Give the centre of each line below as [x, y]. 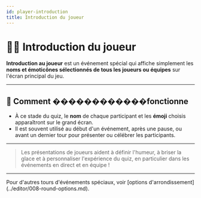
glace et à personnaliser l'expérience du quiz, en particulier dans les [105, 159]
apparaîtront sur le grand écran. [54, 123]
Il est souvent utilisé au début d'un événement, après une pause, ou [98, 129]
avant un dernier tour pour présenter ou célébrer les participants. [95, 135]
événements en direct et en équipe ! [65, 165]
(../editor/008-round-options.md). [48, 188]
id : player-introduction [37, 12]
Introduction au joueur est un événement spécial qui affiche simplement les [100, 63]
